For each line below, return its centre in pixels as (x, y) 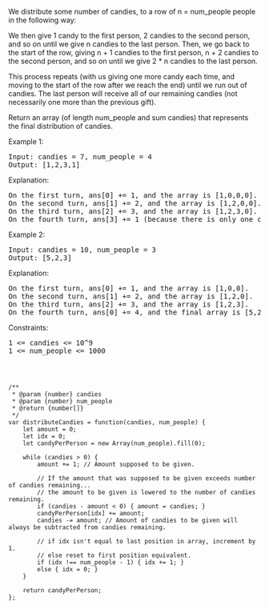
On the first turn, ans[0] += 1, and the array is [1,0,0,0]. (133, 195)
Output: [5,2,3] (40, 258)
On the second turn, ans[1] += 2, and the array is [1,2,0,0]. (135, 203)
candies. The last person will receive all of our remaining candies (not (123, 94)
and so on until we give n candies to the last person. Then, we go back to (129, 44)
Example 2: (27, 234)
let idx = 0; (44, 436)
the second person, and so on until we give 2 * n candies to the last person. (133, 61)
